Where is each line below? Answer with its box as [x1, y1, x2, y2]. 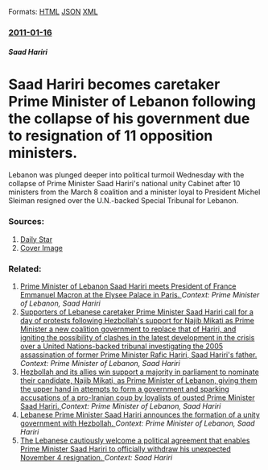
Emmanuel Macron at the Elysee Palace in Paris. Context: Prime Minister [19, 290, 260, 300]
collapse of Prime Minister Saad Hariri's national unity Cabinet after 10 [8, 179, 241, 189]
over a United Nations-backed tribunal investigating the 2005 [19, 342, 224, 351]
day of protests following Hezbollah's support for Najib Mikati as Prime [19, 316, 255, 326]
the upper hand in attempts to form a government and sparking [19, 385, 229, 394]
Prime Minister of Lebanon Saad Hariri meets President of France [19, 281, 237, 291]
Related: [8, 263, 42, 274]
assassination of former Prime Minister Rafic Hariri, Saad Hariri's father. [19, 350, 258, 360]
